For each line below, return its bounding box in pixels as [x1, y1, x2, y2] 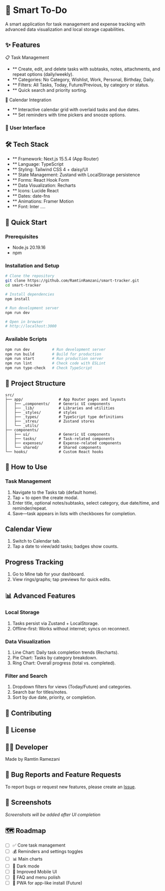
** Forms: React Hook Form [12, 177, 70, 183]
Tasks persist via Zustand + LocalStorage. [12, 620, 99, 626]
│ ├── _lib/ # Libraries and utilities [5, 405, 115, 411]
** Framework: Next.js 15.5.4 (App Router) [12, 156, 99, 162]
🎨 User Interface [5, 124, 46, 131]
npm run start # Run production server [5, 356, 104, 361]
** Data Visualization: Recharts [12, 182, 76, 189]
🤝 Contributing [5, 709, 52, 717]
